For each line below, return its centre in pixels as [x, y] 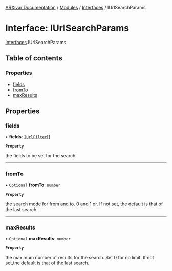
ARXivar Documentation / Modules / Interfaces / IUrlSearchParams [76, 7]
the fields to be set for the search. [41, 156]
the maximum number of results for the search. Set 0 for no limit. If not [80, 257]
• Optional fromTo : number [33, 185]
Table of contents [34, 58]
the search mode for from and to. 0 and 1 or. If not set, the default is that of [84, 204]
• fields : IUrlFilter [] [28, 137]
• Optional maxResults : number [38, 238]
